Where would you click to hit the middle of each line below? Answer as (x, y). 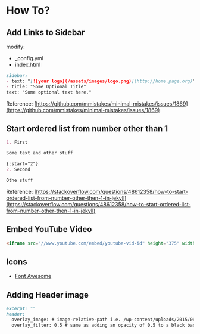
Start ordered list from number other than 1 (87, 129)
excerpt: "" (21, 308)
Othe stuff (20, 180)
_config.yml (29, 58)
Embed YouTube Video (49, 229)
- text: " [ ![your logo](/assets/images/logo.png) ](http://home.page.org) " (101, 81)
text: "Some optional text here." (49, 92)
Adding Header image (48, 295)
